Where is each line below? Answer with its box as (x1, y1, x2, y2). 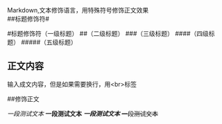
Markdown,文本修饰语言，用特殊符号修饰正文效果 (7, 6, 149, 14)
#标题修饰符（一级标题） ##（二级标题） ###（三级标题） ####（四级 (7, 30, 210, 37)
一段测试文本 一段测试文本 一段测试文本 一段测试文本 (7, 109, 158, 118)
